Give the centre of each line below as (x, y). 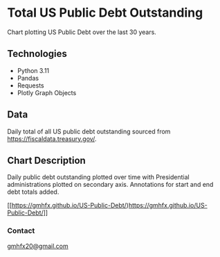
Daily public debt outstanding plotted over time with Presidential (98, 177)
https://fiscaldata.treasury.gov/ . (52, 139)
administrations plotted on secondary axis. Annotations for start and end (110, 185)
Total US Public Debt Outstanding (105, 13)
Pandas (28, 78)
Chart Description (47, 160)
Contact (21, 231)
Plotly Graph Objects (47, 92)
